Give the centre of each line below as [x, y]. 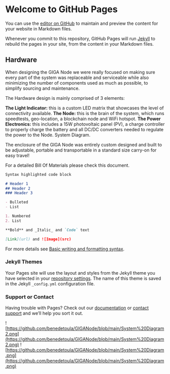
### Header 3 [19, 193]
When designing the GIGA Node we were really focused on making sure [80, 72]
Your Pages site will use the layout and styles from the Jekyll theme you [80, 273]
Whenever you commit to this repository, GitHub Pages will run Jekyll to [80, 39]
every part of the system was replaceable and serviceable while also [77, 78]
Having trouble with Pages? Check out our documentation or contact [77, 308]
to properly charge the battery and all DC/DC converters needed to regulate [84, 129]
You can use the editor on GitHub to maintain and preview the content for [82, 23]
